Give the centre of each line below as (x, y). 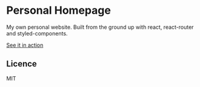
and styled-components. (37, 33)
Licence (22, 64)
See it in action (25, 45)
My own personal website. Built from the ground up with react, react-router (100, 27)
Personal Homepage (58, 10)
